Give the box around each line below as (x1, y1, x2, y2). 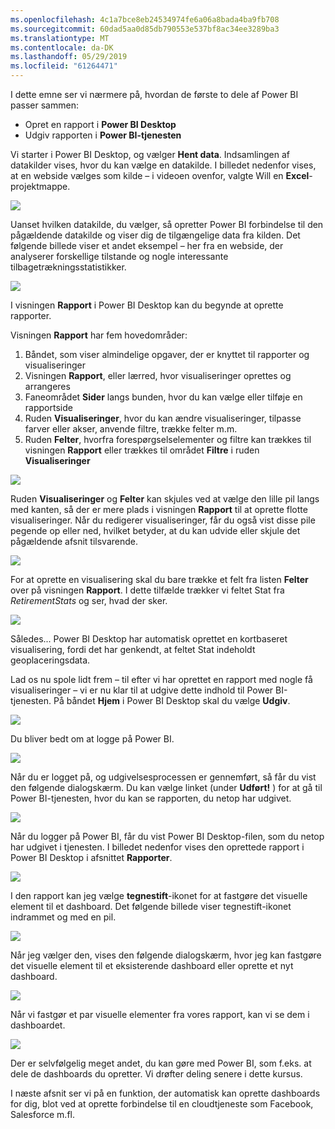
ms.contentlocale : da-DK (10, 42, 114, 53)
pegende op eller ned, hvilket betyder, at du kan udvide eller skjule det (10, 525, 301, 536)
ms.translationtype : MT (10, 33, 110, 43)
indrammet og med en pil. (10, 911, 117, 923)
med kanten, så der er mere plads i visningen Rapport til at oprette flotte (10, 504, 308, 515)
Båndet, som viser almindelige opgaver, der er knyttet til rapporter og (24, 349, 310, 360)
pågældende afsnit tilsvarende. (10, 536, 139, 547)
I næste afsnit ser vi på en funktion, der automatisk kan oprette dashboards (10, 1087, 321, 1099)
